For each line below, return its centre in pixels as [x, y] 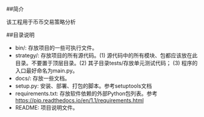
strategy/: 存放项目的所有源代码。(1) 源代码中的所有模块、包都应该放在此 [106, 55]
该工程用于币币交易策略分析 [41, 22]
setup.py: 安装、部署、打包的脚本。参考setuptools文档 [83, 86]
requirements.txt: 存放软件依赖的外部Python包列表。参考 [86, 94]
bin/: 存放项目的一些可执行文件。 [56, 48]
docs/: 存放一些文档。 [43, 78]
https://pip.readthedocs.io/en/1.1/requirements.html [79, 100]
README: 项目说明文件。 [47, 108]
